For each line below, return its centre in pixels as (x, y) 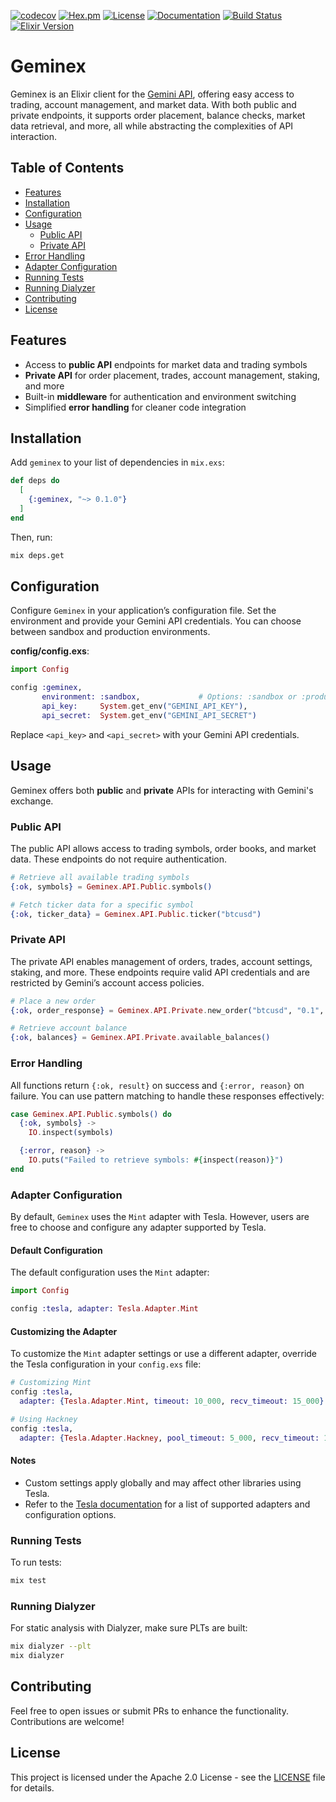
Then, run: (31, 537)
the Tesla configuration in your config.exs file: (106, 1364)
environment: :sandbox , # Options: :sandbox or (169, 697)
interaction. (34, 136)
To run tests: (36, 1562)
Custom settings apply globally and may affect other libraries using (163, 1482)
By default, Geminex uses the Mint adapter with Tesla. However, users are (160, 1217)
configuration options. (70, 1514)
